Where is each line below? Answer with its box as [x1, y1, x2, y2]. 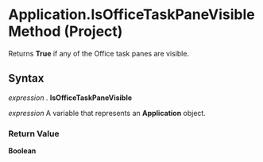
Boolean [8, 146, 37, 156]
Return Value [8, 128, 60, 139]
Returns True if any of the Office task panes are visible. [8, 48, 189, 58]
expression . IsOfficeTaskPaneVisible [8, 93, 133, 102]
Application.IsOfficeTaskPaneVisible [8, 6, 256, 24]
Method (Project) [8, 22, 123, 40]
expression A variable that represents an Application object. [8, 108, 207, 118]
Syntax [8, 71, 44, 85]
